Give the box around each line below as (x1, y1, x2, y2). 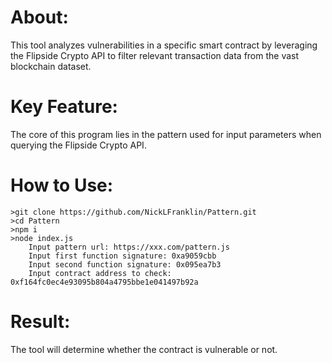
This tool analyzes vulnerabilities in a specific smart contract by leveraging (10, 39, 318, 51)
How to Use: (10, 174, 114, 197)
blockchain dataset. (10, 60, 92, 72)
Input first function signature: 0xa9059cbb (28, 251, 217, 261)
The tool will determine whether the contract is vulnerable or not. (10, 343, 278, 355)
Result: (10, 311, 71, 333)
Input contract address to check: (28, 268, 172, 278)
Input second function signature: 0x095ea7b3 (28, 259, 222, 270)
